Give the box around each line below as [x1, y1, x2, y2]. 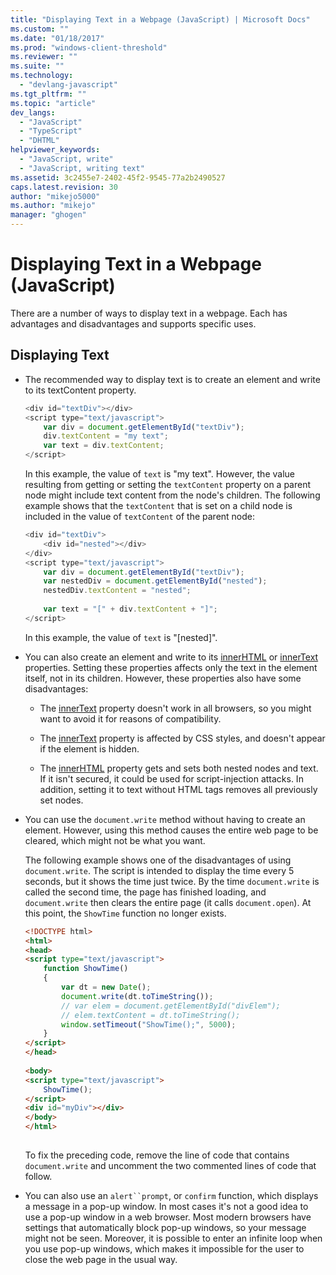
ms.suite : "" [10, 61, 65, 71]
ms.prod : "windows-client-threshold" [10, 42, 168, 53]
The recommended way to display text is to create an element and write [24, 373, 321, 385]
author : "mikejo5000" [10, 191, 101, 201]
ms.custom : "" [10, 24, 70, 34]
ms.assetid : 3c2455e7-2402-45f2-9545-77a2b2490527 [10, 172, 226, 183]
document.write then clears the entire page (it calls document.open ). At [24, 896, 312, 908]
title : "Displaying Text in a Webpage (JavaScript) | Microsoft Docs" [10, 14, 311, 25]
